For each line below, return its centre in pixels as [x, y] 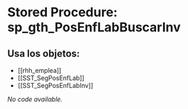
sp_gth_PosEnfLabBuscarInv [94, 27]
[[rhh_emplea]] [39, 70]
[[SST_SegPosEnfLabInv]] [55, 85]
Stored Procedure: [63, 12]
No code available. [35, 99]
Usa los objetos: [44, 53]
